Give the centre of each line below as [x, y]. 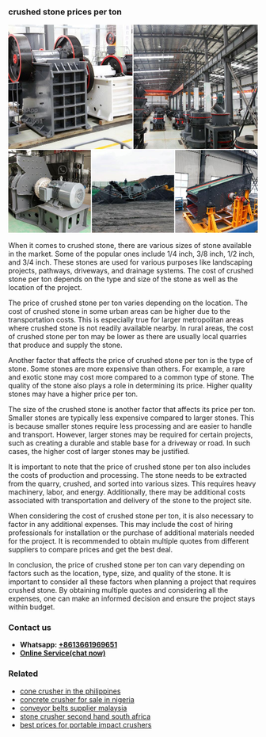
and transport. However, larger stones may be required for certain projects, [131, 434]
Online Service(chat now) [63, 653]
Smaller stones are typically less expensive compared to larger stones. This [131, 418]
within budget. [32, 607]
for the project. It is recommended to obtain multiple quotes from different [129, 540]
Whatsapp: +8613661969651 [68, 645]
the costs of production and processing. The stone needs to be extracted [127, 475]
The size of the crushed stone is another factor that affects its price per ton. [132, 409]
